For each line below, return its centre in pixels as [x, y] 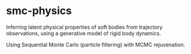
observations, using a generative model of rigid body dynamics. [83, 33]
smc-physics [39, 11]
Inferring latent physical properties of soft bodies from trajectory [85, 27]
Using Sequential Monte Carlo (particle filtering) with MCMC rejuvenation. [96, 45]
